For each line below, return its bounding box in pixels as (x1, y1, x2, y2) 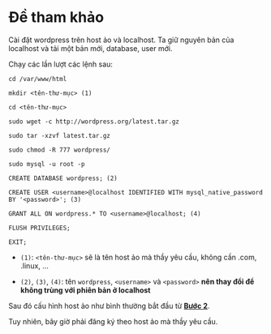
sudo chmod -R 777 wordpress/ (8, 146, 111, 154)
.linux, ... (19, 260, 49, 271)
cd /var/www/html (8, 75, 67, 83)
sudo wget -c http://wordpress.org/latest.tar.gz (8, 118, 180, 126)
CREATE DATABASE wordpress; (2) (8, 174, 118, 182)
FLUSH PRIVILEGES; (8, 224, 71, 232)
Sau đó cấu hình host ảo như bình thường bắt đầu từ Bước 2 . (8, 301, 210, 310)
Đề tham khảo (8, 8, 104, 27)
